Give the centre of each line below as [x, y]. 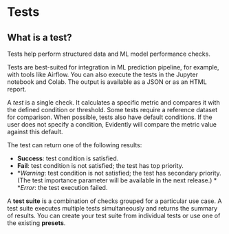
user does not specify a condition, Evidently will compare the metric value [112, 124]
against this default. [35, 132]
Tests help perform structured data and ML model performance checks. [109, 54]
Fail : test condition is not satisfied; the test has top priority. [100, 166]
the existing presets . [36, 223]
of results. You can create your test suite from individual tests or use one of [114, 215]
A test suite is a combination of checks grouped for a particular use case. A [115, 201]
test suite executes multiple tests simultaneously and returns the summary [112, 208]
